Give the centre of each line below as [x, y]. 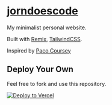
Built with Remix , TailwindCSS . [45, 39]
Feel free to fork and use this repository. [57, 84]
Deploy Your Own [40, 70]
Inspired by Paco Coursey [39, 50]
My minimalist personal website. [47, 27]
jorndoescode [42, 11]
